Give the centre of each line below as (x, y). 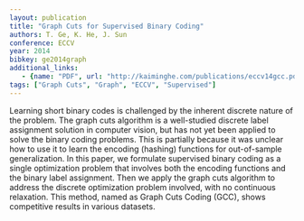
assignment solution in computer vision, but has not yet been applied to (142, 129)
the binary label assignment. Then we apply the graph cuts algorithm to (142, 178)
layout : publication (48, 18)
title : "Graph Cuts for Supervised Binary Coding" (107, 26)
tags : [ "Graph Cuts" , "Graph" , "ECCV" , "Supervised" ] (113, 85)
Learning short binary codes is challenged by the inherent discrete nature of (152, 110)
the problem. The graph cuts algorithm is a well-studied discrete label (139, 120)
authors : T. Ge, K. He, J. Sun (68, 34)
